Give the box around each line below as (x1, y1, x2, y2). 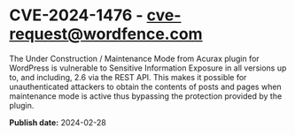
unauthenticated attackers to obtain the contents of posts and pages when (9, 81, 282, 92)
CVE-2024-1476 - (9, 5, 144, 26)
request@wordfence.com (9, 24, 203, 44)
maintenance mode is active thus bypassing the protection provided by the (9, 90, 283, 101)
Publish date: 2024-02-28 (9, 116, 106, 128)
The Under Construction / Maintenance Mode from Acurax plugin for (9, 53, 260, 64)
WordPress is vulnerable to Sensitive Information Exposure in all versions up (9, 63, 287, 73)
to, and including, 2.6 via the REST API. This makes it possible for (9, 71, 247, 82)
